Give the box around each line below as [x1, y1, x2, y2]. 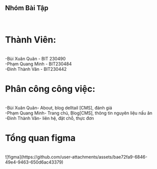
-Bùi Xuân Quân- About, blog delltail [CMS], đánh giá [5, 105, 112, 111]
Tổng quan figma [5, 132, 76, 143]
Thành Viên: [5, 34, 56, 45]
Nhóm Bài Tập [5, 4, 49, 12]
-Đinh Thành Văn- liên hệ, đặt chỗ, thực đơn [5, 115, 94, 121]
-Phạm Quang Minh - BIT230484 [5, 61, 72, 67]
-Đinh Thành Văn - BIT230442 [5, 66, 67, 72]
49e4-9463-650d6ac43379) [5, 159, 64, 165]
